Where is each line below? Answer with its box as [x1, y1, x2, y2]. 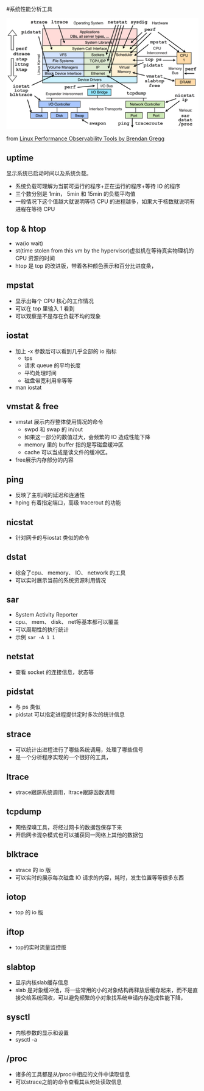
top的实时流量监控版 [15, 944, 67, 951]
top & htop [6, 223, 47, 234]
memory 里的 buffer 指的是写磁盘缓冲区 [24, 441, 124, 448]
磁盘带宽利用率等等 [24, 377, 73, 384]
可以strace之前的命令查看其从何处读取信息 [15, 1078, 122, 1086]
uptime [6, 152, 34, 163]
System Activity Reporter [15, 610, 78, 618]
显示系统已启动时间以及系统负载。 [6, 170, 92, 177]
